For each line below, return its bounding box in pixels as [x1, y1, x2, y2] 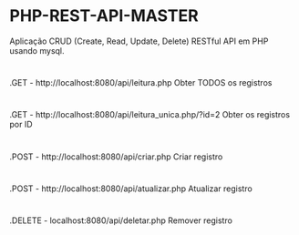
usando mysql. [9, 45, 66, 56]
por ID [9, 119, 34, 130]
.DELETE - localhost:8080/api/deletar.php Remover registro [9, 215, 232, 226]
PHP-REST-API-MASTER [9, 5, 199, 26]
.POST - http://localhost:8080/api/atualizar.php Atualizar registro [9, 183, 253, 194]
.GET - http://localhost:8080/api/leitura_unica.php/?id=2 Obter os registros [9, 109, 290, 120]
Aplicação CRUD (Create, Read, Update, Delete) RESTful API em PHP [9, 36, 269, 46]
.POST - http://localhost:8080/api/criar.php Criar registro [9, 151, 223, 162]
